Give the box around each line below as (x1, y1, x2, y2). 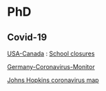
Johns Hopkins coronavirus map (7, 76, 99, 84)
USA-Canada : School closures (7, 49, 95, 57)
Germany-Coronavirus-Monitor (7, 63, 95, 70)
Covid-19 (7, 31, 47, 43)
